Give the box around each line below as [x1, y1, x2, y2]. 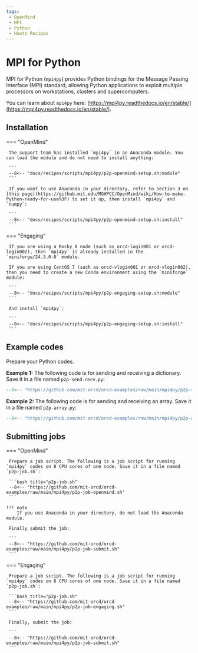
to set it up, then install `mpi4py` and [71, 196, 176, 202]
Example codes [6, 342, 64, 352]
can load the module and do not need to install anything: [6, 154, 154, 161]
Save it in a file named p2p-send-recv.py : [6, 375, 105, 382]
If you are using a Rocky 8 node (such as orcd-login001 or [8, 243, 160, 249]
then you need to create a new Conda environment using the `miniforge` [6, 269, 189, 275]
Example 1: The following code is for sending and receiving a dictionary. [6, 369, 181, 376]
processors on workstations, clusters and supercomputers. [6, 88, 150, 95]
